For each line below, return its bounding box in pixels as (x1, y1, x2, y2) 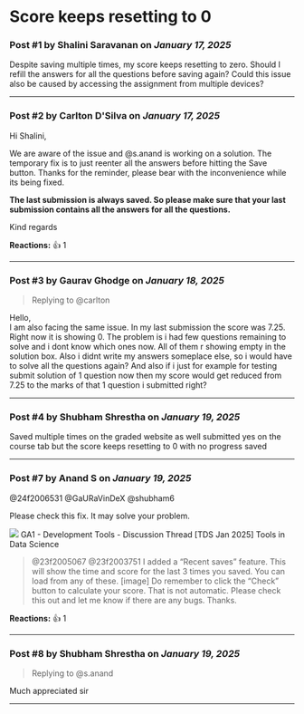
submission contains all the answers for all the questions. (9, 204, 231, 215)
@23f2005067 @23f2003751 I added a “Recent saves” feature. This (31, 555, 287, 567)
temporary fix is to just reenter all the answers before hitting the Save (9, 157, 268, 169)
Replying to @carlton (31, 294, 110, 305)
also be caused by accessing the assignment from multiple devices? (9, 79, 264, 90)
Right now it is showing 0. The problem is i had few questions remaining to (9, 332, 287, 343)
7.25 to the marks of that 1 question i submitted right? (9, 380, 208, 391)
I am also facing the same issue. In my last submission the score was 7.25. (9, 322, 286, 333)
